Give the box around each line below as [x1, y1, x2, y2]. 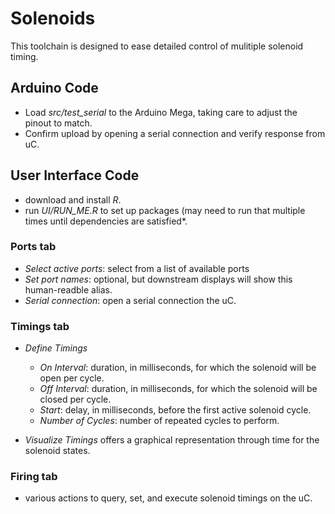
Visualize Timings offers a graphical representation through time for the [24, 434, 320, 446]
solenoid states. [24, 445, 91, 457]
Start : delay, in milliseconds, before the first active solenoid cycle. [39, 404, 312, 416]
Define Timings [24, 342, 88, 354]
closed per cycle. [39, 393, 112, 406]
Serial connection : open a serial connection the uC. [24, 294, 237, 306]
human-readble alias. [24, 283, 113, 296]
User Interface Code [10, 167, 140, 184]
